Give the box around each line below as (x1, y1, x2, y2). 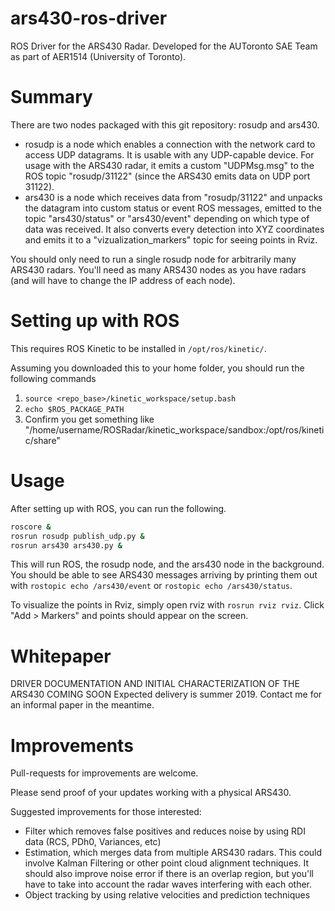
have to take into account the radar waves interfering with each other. (24, 878, 313, 891)
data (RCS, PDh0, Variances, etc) (24, 836, 162, 848)
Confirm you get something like (24, 413, 155, 425)
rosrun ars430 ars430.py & (10, 540, 123, 551)
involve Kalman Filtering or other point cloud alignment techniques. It (24, 857, 309, 869)
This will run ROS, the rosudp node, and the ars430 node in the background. (10, 558, 325, 571)
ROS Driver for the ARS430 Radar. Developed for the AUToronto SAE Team (10, 40, 318, 52)
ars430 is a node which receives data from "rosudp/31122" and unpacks (24, 191, 323, 203)
